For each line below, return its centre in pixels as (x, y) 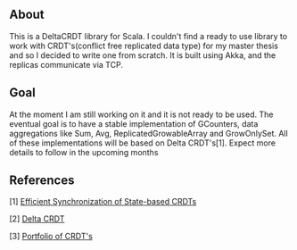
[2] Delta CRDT (37, 219)
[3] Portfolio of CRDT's (51, 237)
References (42, 181)
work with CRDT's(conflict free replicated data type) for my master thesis (144, 46)
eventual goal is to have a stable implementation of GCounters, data (134, 123)
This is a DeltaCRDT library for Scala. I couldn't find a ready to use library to (148, 36)
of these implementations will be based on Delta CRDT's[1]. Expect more (143, 143)
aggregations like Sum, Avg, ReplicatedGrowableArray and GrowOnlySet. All (148, 133)
